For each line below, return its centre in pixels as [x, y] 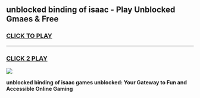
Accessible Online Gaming [40, 88]
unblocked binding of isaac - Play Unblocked [91, 10]
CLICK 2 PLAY [27, 58]
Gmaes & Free [32, 19]
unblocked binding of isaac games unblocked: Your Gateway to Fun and [97, 82]
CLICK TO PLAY [29, 36]
